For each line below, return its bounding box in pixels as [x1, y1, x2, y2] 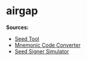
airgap [6, 4, 38, 18]
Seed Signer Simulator [14, 47, 69, 54]
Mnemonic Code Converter [14, 41, 81, 49]
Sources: [6, 24, 29, 31]
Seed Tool [14, 35, 39, 42]
